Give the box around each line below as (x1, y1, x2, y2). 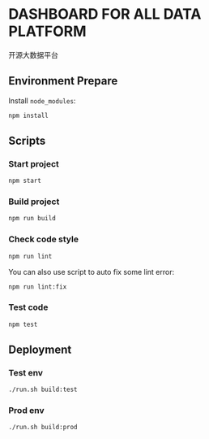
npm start (8, 176, 42, 185)
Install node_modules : (8, 95, 76, 106)
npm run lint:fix (8, 282, 67, 291)
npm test (8, 320, 38, 328)
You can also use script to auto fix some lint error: (8, 267, 175, 276)
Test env (8, 367, 43, 378)
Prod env (8, 405, 45, 416)
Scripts (8, 134, 46, 148)
